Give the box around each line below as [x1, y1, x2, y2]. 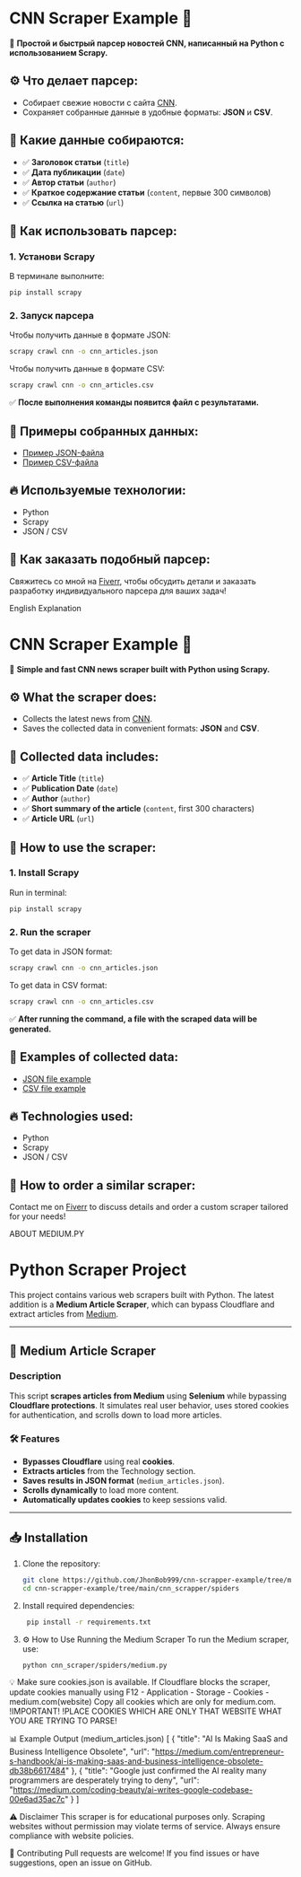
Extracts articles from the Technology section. [21, 1466, 196, 1477]
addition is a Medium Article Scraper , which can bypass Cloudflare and [9, 1299, 275, 1310]
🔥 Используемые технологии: [9, 483, 186, 498]
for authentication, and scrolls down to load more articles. [9, 1409, 222, 1420]
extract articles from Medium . [9, 1309, 119, 1320]
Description [9, 1370, 62, 1382]
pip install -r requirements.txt [26, 1618, 151, 1627]
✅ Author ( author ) [21, 794, 91, 804]
